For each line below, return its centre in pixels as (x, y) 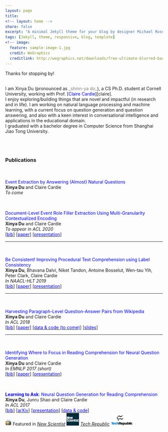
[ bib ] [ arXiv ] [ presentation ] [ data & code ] (47, 410)
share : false (19, 27)
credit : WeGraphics (30, 53)
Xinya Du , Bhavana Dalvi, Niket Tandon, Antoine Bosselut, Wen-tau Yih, (79, 270)
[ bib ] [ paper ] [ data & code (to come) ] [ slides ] (52, 327)
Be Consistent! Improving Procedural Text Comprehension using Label (77, 260)
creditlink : (22, 58)
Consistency (18, 265)
